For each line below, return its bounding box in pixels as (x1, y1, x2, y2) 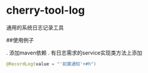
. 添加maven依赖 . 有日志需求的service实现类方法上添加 (6, 49, 143, 56)
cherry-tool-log (6, 4, 85, 17)
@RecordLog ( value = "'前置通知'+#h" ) (6, 61, 97, 67)
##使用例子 (6, 36, 34, 43)
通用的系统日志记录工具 (6, 24, 64, 31)
